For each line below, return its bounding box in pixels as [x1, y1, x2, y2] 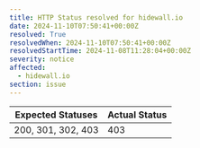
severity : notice [9, 55, 75, 64]
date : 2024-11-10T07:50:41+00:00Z [9, 22, 140, 30]
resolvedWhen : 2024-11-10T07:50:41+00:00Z [9, 38, 171, 48]
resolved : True [9, 30, 67, 39]
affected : [9, 64, 47, 73]
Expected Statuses [14, 109, 98, 121]
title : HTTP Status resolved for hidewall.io [9, 13, 183, 22]
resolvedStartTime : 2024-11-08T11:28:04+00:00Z [9, 47, 192, 56]
